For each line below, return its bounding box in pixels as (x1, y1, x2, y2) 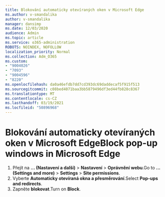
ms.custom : (5, 59, 28, 64)
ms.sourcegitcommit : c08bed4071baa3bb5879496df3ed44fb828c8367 (5, 86, 140, 92)
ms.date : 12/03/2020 (5, 26, 48, 31)
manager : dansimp (5, 21, 41, 27)
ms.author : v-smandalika (5, 12, 57, 17)
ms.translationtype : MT (5, 91, 55, 96)
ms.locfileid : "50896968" (5, 105, 59, 110)
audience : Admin (5, 31, 39, 36)
